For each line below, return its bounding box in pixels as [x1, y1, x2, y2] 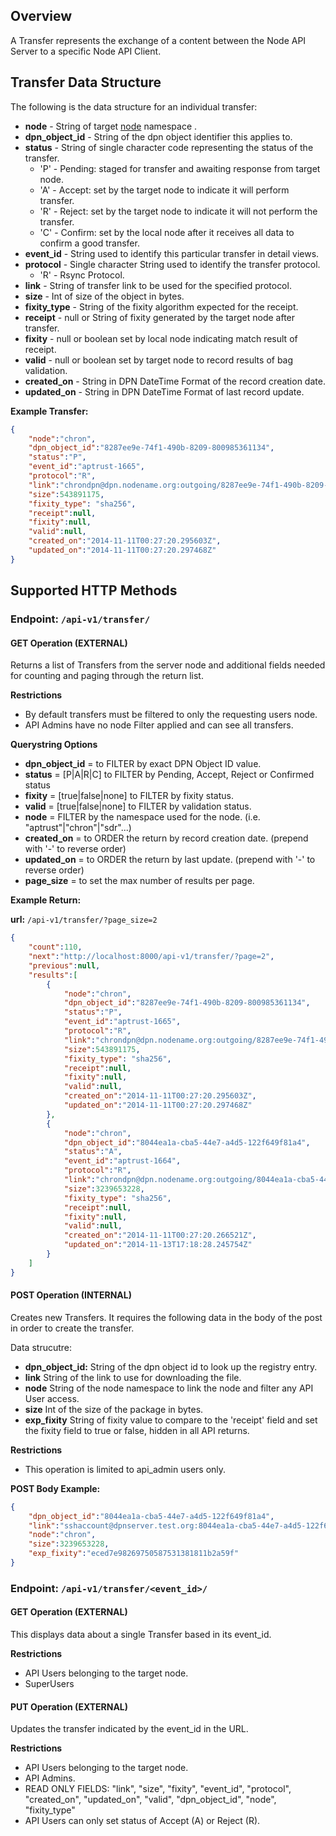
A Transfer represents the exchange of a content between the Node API [10, 34, 307, 46]
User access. [24, 1392, 80, 1404]
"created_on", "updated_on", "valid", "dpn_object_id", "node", [24, 1794, 277, 1806]
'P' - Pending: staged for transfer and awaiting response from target [39, 162, 321, 174]
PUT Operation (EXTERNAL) [10, 1700, 129, 1713]
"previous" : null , [28, 960, 101, 971]
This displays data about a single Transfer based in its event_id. [10, 1629, 272, 1641]
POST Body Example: [10, 1482, 101, 1494]
